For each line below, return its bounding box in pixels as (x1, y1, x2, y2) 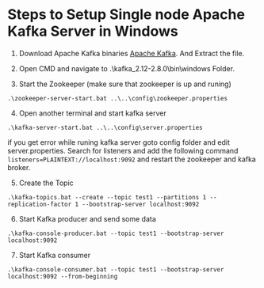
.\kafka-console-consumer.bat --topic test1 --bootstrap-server (7, 265, 224, 274)
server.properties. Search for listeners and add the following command (7, 146, 239, 155)
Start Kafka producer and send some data (18, 214, 156, 223)
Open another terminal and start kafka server (18, 108, 167, 118)
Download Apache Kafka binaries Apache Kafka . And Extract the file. (18, 48, 245, 58)
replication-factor (7, 200, 72, 208)
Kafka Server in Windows (7, 22, 179, 40)
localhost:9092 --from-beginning (7, 272, 118, 280)
